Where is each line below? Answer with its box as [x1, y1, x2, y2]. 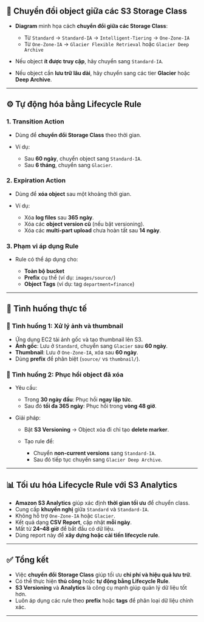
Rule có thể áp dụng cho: [15, 256, 78, 263]
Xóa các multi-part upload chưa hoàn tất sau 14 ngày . [24, 226, 161, 234]
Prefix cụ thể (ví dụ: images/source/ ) [24, 274, 116, 282]
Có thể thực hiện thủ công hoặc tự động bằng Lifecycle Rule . [15, 577, 170, 584]
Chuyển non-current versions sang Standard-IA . [33, 449, 157, 457]
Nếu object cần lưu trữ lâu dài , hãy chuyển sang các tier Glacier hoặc [15, 69, 190, 77]
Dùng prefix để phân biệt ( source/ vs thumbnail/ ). [15, 355, 141, 362]
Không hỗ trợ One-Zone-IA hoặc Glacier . [15, 512, 115, 519]
